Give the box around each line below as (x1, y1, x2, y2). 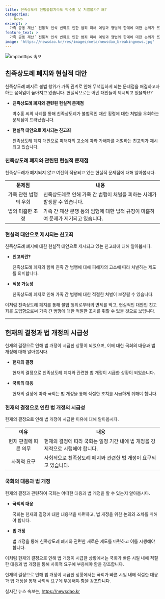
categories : (5, 12, 29, 17)
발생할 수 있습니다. (43, 198, 84, 205)
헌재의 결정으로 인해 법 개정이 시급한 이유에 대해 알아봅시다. (5, 416, 119, 422)
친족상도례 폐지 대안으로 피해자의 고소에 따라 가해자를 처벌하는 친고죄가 (12, 138, 149, 144)
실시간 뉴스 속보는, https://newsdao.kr (5, 588, 80, 594)
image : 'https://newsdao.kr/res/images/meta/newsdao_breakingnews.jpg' (5, 39, 155, 44)
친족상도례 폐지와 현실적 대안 (5, 70, 87, 78)
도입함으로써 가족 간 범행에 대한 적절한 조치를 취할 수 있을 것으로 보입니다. (14, 308, 156, 314)
